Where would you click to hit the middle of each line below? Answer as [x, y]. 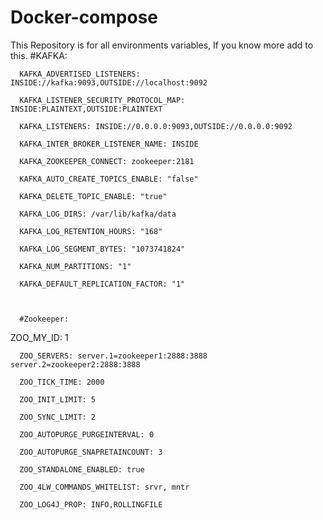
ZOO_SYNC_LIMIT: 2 [58, 417]
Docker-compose [84, 17]
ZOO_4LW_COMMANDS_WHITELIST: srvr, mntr [104, 487]
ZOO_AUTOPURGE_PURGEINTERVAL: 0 [87, 434]
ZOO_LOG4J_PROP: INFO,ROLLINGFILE [91, 504]
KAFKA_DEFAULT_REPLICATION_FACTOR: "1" [102, 284]
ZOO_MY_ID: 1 [39, 337]
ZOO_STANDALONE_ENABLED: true [82, 469]
